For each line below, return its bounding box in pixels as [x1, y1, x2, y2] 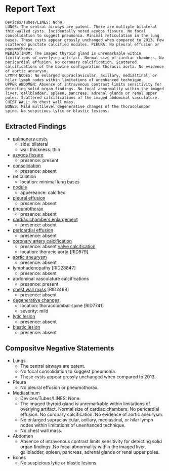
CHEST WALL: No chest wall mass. [5, 99, 76, 104]
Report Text [5, 3, 56, 15]
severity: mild [20, 307, 49, 314]
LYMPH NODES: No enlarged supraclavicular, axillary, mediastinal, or [5, 73, 157, 78]
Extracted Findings [5, 122, 67, 131]
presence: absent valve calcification [20, 243, 96, 249]
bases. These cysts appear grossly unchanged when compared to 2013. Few [5, 37, 164, 43]
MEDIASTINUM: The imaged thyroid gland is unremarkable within [5, 51, 142, 56]
